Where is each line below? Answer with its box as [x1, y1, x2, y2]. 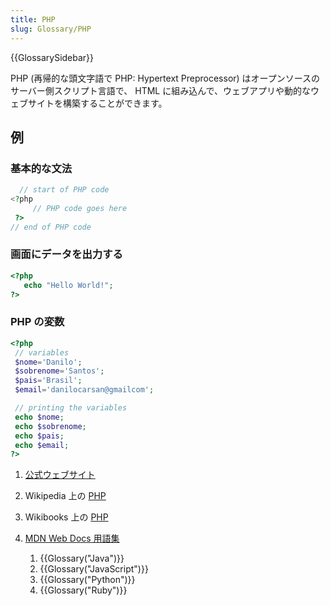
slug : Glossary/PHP [10, 24, 92, 34]
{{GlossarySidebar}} [10, 51, 95, 63]
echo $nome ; [14, 412, 65, 422]
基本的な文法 [10, 161, 73, 175]
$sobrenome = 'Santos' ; [14, 366, 105, 376]
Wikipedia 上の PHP [24, 490, 107, 502]
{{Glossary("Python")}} [39, 574, 136, 586]
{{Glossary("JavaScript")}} [39, 563, 149, 575]
